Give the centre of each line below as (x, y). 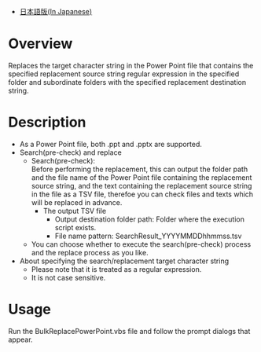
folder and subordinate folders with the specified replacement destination (127, 82)
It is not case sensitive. (68, 277)
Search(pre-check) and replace (70, 152)
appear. (20, 339)
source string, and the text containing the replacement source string (142, 185)
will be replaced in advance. (77, 202)
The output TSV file (75, 211)
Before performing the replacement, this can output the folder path (140, 169)
